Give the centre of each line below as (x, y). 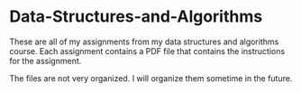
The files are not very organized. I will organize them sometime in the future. (151, 78)
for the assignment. (46, 60)
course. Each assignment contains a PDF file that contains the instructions (147, 51)
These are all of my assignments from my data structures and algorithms (144, 42)
